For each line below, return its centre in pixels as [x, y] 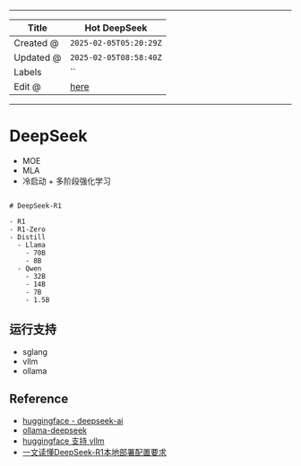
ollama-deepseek [55, 430]
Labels [28, 72]
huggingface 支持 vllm [63, 441]
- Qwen [30, 268]
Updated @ [38, 57]
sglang [34, 351]
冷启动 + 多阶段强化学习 [66, 181]
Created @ [36, 43]
